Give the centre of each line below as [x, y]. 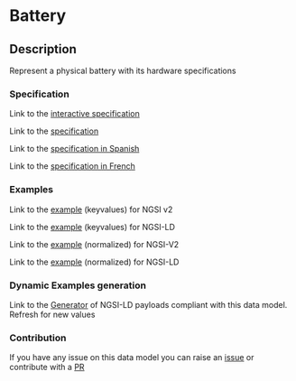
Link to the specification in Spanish [74, 149]
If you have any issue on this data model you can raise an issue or [132, 358]
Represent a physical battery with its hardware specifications [123, 70]
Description [43, 49]
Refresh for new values [52, 314]
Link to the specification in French [72, 166]
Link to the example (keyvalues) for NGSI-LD [92, 227]
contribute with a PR [47, 367]
